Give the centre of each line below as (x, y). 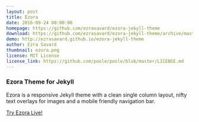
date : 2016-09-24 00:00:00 (39, 23)
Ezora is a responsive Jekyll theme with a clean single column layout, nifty (97, 95)
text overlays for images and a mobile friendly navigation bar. (81, 101)
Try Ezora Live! (25, 113)
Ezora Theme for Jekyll (40, 82)
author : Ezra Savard (32, 45)
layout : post (22, 12)
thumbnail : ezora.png (33, 50)
